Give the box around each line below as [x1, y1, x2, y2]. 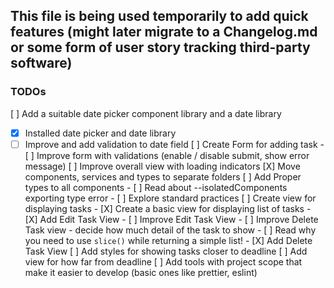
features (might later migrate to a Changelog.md [10, 24, 318, 41]
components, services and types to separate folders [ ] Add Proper [24, 170, 302, 183]
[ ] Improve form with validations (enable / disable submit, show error [24, 149, 310, 161]
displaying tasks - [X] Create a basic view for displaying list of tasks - [24, 202, 312, 214]
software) [10, 55, 73, 72]
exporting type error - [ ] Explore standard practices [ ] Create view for [24, 192, 317, 204]
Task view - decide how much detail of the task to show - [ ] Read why [24, 224, 317, 236]
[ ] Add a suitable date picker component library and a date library [10, 107, 282, 119]
